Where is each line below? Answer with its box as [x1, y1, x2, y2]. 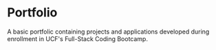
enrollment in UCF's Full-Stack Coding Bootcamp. [7, 34, 148, 42]
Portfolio [7, 5, 58, 21]
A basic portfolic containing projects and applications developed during [7, 27, 210, 36]
